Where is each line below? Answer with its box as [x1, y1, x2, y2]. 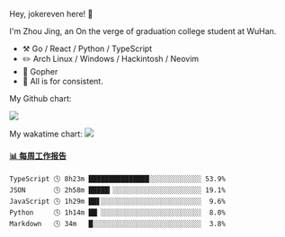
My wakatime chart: [9, 128, 83, 139]
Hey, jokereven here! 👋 [9, 9, 94, 19]
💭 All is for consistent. [22, 76, 103, 86]
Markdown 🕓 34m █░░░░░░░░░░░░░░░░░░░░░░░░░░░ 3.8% [9, 220, 227, 229]
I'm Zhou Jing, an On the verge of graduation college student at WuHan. [9, 26, 277, 36]
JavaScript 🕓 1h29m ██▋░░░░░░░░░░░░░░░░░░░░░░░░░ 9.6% [9, 197, 227, 206]
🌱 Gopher [22, 66, 58, 76]
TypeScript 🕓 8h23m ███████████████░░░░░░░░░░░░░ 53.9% [9, 175, 227, 184]
